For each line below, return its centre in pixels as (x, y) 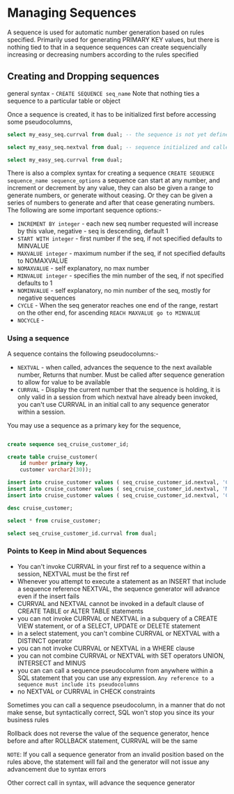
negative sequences (46, 298)
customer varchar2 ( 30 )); (56, 470)
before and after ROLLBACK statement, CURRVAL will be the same (102, 741)
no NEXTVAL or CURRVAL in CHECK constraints (86, 691)
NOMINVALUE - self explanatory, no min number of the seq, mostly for (114, 291)
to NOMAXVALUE (42, 261)
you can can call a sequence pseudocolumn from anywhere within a (115, 670)
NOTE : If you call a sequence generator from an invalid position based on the (116, 754)
